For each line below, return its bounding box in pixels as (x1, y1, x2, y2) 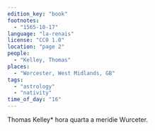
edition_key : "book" (7, 10, 69, 18)
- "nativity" (13, 89, 52, 96)
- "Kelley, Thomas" (13, 57, 71, 64)
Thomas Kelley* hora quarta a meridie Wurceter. (7, 115, 149, 124)
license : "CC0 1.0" (7, 37, 65, 44)
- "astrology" (13, 83, 55, 90)
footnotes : (7, 17, 40, 24)
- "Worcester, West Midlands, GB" (13, 69, 115, 76)
